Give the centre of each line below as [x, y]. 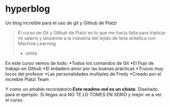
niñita [31, 53]
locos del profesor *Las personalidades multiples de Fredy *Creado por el [83, 74]
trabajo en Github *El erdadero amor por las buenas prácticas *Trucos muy [84, 68]
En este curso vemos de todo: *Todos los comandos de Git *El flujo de [80, 63]
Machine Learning [37, 43]
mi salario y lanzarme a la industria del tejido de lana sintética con [87, 38]
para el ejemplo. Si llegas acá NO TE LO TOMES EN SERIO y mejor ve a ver [83, 94]
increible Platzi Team [27, 79]
